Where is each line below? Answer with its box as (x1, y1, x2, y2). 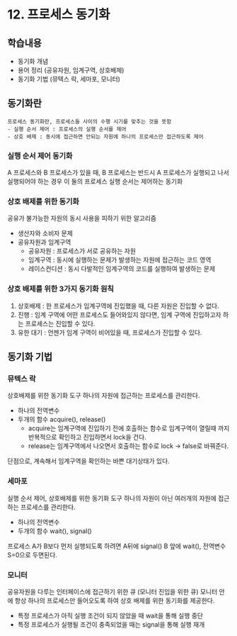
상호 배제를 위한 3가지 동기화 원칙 (7, 284, 115, 294)
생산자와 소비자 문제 (17, 229, 73, 238)
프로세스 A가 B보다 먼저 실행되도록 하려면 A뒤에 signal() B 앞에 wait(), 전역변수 (7, 542, 226, 550)
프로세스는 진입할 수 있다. (25, 319, 96, 328)
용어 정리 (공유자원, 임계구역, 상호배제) (17, 66, 125, 74)
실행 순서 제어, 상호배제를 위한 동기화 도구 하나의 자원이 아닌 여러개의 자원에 (7, 493, 217, 502)
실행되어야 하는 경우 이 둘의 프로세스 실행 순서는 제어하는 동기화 (7, 177, 183, 186)
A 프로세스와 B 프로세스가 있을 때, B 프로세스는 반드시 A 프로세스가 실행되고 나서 (7, 168, 230, 177)
